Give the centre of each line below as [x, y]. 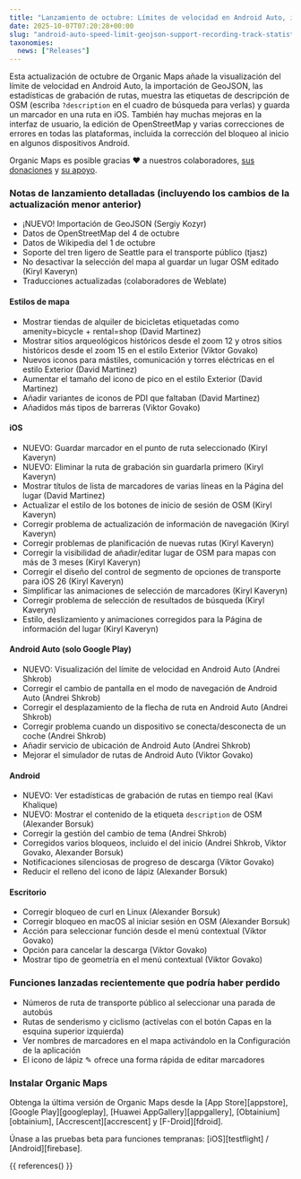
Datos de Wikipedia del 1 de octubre [89, 243]
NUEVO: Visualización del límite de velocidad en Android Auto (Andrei [151, 670]
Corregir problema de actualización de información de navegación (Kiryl [155, 524]
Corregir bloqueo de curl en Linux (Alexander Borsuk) [121, 912]
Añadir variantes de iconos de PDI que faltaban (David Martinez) [141, 398]
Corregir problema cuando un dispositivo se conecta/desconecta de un [154, 726]
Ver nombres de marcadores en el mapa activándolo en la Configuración [156, 1040]
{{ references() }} [41, 1166]
